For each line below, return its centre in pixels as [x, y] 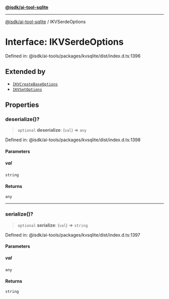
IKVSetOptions [27, 89]
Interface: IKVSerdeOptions [65, 42]
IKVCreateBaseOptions [35, 84]
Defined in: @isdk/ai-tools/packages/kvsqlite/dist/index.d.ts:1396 [73, 56]
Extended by [25, 72]
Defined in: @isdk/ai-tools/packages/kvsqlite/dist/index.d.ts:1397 [73, 235]
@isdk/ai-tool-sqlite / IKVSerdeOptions [46, 22]
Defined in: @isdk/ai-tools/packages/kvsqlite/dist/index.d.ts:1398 [73, 140]
